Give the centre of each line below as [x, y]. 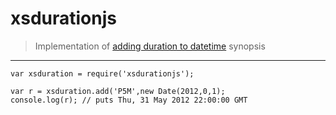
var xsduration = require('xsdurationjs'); [102, 73]
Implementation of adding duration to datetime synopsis [150, 46]
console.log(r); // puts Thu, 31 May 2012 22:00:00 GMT [129, 100]
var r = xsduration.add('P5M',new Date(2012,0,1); [118, 91]
